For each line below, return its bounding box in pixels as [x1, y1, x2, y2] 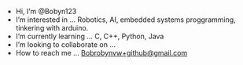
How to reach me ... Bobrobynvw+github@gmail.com [15, 49, 188, 57]
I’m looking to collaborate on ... [15, 40, 116, 49]
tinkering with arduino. [15, 23, 89, 32]
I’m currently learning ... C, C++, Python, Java [15, 31, 164, 41]
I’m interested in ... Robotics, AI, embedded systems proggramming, [15, 15, 236, 24]
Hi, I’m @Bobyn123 [15, 7, 77, 16]
